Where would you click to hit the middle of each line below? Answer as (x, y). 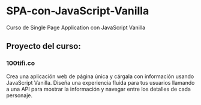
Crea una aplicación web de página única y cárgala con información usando (100, 76)
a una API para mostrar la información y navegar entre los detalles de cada (98, 89)
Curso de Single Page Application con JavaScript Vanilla (76, 27)
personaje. (19, 95)
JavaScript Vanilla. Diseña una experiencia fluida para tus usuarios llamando (100, 82)
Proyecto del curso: (43, 46)
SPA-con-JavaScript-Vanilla (78, 11)
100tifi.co (21, 63)
